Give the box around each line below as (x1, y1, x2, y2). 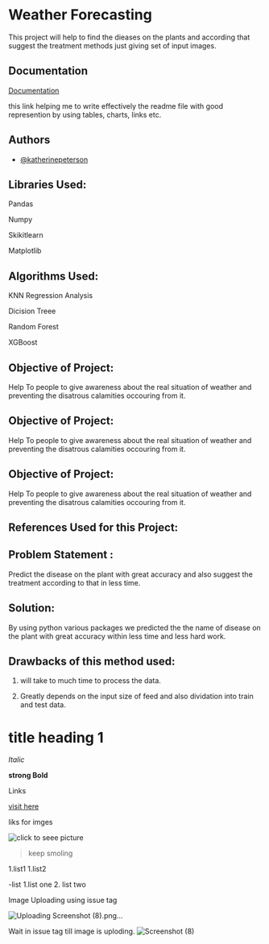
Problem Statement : (8, 548, 114, 561)
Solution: (8, 602, 55, 615)
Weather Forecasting (8, 6, 153, 24)
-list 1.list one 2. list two (8, 880, 86, 889)
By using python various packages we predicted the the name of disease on (8, 623, 262, 632)
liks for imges (8, 818, 53, 827)
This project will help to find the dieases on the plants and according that (8, 32, 250, 42)
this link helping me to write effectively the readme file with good (8, 101, 224, 110)
